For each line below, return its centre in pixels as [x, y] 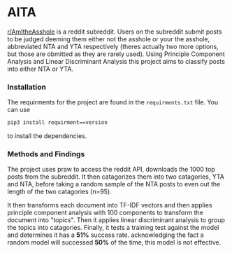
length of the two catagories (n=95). [59, 192]
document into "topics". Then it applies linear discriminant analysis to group [116, 220]
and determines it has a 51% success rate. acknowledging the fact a [106, 235]
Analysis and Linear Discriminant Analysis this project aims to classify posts [116, 61]
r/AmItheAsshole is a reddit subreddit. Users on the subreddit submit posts [115, 32]
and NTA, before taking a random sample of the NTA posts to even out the [114, 184]
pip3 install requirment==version [58, 123]
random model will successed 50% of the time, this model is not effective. [114, 242]
